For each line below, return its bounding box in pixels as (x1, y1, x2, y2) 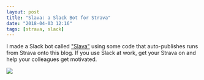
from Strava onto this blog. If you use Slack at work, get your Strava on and (6, 49, 196, 57)
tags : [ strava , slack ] (6, 26, 64, 32)
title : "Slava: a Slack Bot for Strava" (6, 15, 111, 21)
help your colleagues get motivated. (6, 56, 97, 63)
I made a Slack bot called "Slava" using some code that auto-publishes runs (6, 43, 198, 50)
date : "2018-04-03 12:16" (6, 20, 72, 26)
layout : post (6, 9, 40, 15)
